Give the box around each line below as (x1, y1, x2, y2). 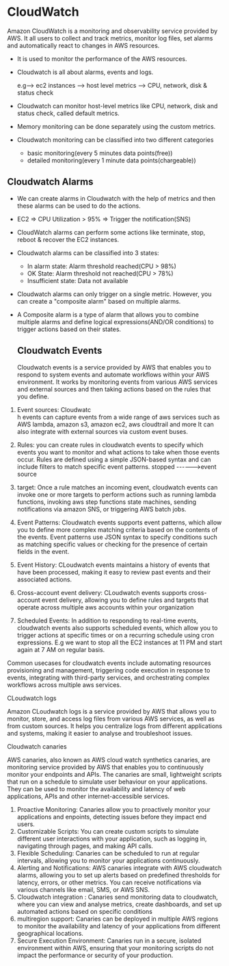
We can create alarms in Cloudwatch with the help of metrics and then (16, 194, 216, 202)
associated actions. (16, 575, 72, 583)
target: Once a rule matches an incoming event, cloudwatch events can (16, 483, 218, 491)
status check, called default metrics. (16, 109, 120, 117)
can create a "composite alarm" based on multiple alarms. (16, 297, 181, 305)
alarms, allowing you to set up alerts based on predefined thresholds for (16, 871, 221, 879)
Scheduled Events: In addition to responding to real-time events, (16, 616, 198, 625)
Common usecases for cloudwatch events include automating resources (7, 659, 211, 667)
